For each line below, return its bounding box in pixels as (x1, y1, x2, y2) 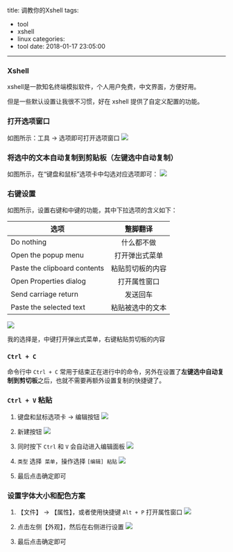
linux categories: (17, 35, 65, 43)
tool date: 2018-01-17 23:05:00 (17, 42, 106, 50)
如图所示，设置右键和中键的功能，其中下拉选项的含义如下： (7, 206, 178, 214)
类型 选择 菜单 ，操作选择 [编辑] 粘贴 (17, 457, 118, 465)
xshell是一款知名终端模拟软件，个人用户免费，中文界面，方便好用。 (7, 83, 200, 91)
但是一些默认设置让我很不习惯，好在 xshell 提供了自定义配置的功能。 (7, 97, 204, 106)
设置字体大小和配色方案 (7, 491, 85, 501)
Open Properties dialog (10, 277, 87, 286)
